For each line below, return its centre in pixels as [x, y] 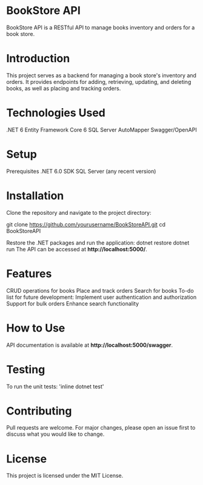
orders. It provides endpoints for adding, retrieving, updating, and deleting [99, 82]
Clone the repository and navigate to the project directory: [79, 212]
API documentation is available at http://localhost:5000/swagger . [90, 345]
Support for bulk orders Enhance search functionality [73, 303]
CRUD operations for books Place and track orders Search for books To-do [100, 290]
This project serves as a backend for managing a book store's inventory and [101, 75]
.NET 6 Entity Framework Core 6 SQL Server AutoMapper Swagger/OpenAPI [101, 130]
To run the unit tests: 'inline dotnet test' [55, 386]
